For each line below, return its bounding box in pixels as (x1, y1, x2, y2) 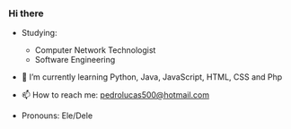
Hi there (8, 7, 44, 20)
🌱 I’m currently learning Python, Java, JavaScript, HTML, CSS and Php (21, 72, 283, 82)
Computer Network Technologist (34, 45, 156, 56)
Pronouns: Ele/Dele (21, 110, 93, 121)
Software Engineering (34, 55, 116, 65)
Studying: (21, 28, 57, 39)
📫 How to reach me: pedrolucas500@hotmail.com (21, 90, 210, 100)
